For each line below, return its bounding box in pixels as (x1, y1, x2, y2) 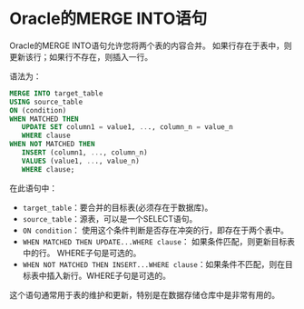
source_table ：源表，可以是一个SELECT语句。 (22, 213, 198, 224)
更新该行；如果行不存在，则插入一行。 (9, 51, 152, 62)
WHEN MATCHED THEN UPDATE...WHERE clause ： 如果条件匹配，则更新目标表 (22, 235, 295, 246)
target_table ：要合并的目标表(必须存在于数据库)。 (22, 202, 213, 213)
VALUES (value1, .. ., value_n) (21, 156, 141, 165)
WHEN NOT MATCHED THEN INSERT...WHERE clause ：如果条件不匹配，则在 (22, 258, 286, 269)
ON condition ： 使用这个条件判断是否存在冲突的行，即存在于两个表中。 (22, 224, 289, 235)
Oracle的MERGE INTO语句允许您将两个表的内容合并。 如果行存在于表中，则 (9, 40, 292, 51)
